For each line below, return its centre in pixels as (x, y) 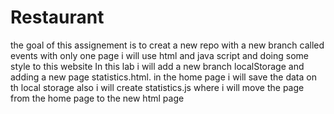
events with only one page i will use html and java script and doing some (159, 55)
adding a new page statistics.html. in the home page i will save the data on (163, 77)
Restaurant (57, 17)
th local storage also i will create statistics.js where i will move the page (157, 87)
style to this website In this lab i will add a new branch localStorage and (157, 66)
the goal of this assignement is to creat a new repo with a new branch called (167, 45)
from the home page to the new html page (97, 98)
